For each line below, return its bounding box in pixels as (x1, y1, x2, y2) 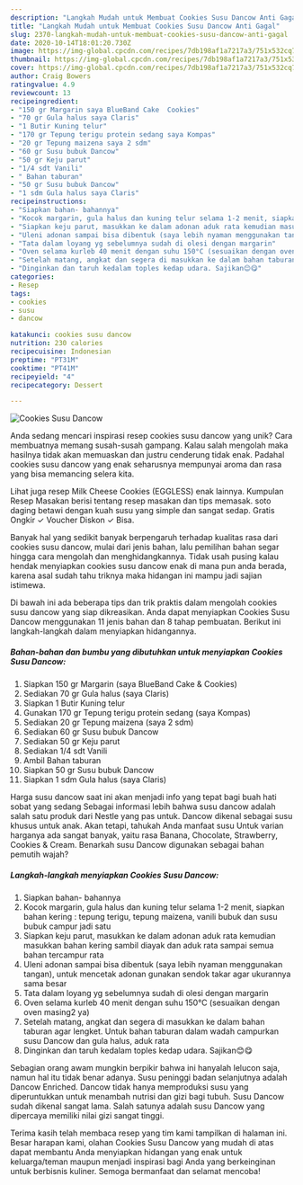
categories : (10, 272, 55, 281)
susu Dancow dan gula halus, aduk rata (22, 1036, 170, 1047)
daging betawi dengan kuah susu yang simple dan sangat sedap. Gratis (10, 505, 275, 516)
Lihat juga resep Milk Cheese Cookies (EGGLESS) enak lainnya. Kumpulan (10, 486, 284, 497)
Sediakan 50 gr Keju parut (22, 736, 120, 747)
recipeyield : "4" (10, 372, 76, 381)
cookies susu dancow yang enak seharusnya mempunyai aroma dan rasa (10, 459, 282, 470)
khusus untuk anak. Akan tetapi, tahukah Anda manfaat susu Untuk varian (10, 820, 284, 832)
